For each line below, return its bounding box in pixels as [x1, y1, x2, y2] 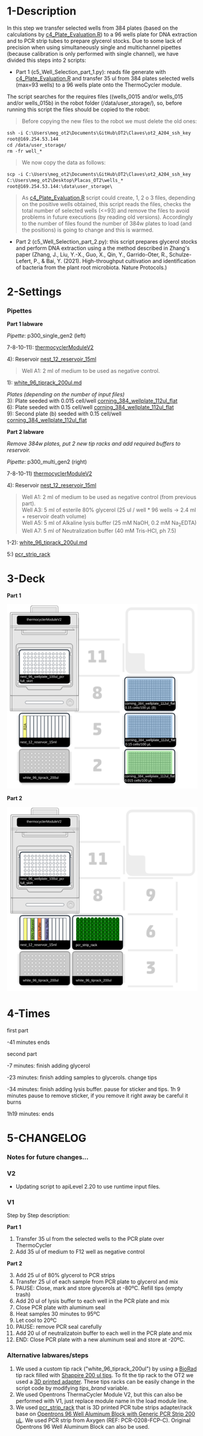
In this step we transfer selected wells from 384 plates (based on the [7, 24, 178, 32]
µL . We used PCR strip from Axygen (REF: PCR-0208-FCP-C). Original [15, 1417, 191, 1424]
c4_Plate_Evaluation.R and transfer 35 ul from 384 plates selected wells [15, 75, 195, 82]
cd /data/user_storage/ [7, 142, 67, 148]
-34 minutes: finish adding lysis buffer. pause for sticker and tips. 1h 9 [7, 1085, 181, 1092]
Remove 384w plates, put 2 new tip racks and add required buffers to [7, 440, 181, 447]
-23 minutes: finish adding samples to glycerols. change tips [7, 1074, 158, 1081]
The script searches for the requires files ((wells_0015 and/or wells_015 [7, 93, 184, 100]
